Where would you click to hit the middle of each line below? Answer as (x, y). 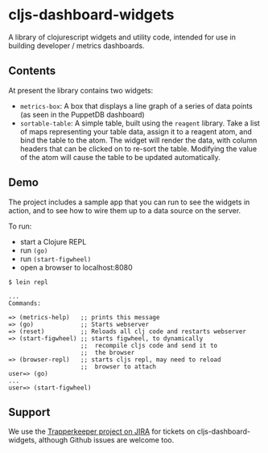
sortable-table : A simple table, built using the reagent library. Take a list (140, 123)
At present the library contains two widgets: (81, 90)
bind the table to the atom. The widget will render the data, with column (138, 140)
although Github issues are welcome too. (106, 440)
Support (29, 412)
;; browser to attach (118, 367)
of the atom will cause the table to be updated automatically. (120, 157)
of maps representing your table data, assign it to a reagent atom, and (136, 131)
